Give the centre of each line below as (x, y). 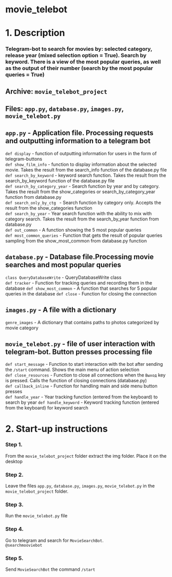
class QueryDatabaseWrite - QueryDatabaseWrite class (63, 277)
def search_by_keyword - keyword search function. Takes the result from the (86, 175)
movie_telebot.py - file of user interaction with (80, 343)
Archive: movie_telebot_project (56, 91)
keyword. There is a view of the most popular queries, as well (83, 62)
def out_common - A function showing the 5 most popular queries (73, 230)
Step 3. (15, 505)
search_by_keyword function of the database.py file (60, 180)
